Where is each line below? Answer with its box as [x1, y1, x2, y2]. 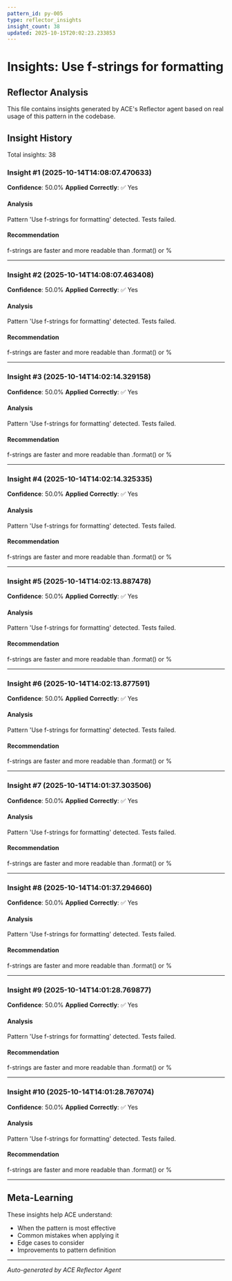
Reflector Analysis [7, 86, 88, 98]
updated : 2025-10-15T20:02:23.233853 [7, 29, 116, 37]
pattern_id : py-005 [7, 10, 64, 17]
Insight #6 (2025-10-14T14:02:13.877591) [7, 678, 151, 688]
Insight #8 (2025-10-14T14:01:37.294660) [7, 883, 153, 892]
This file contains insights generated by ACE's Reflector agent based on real [7, 105, 224, 113]
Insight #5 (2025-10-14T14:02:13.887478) [7, 576, 152, 586]
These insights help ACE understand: [7, 1210, 113, 1219]
